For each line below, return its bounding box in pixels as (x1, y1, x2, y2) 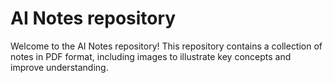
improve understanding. (10, 61, 109, 73)
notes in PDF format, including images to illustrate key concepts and (10, 50, 292, 62)
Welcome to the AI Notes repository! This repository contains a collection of (10, 40, 323, 52)
